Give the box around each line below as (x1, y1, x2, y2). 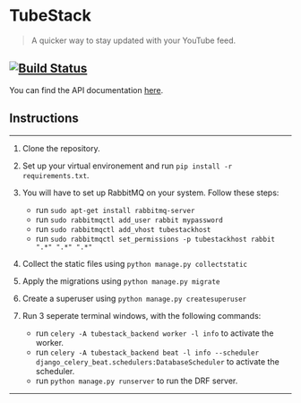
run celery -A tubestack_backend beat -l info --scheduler (35, 347, 260, 357)
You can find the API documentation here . (9, 84, 164, 95)
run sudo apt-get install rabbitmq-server (35, 204, 195, 215)
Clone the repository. (21, 142, 100, 153)
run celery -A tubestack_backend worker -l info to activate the (35, 328, 274, 339)
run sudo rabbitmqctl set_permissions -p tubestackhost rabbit (35, 233, 276, 244)
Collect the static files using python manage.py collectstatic (21, 258, 248, 269)
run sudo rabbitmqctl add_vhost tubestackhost (35, 223, 211, 234)
